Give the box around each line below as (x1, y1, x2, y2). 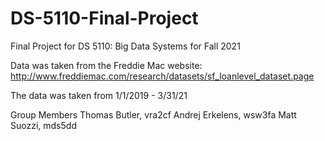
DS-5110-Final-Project (10, 7, 199, 30)
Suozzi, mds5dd (10, 119, 77, 131)
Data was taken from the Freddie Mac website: (10, 59, 203, 71)
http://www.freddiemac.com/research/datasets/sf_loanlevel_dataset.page (10, 70, 315, 82)
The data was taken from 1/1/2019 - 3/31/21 (10, 89, 188, 101)
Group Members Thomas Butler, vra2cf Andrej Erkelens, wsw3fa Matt (10, 108, 297, 121)
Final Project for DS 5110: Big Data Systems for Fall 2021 (10, 40, 241, 52)
